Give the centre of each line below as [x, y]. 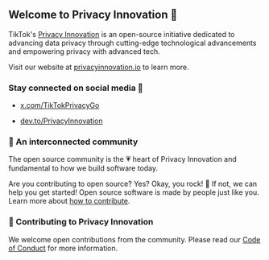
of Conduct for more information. [63, 248]
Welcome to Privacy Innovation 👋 [93, 15]
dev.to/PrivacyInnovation [61, 121]
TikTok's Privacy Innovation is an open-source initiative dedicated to [122, 34]
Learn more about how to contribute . [69, 201]
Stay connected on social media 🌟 [76, 88]
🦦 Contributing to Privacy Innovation [81, 222]
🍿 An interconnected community [73, 142]
